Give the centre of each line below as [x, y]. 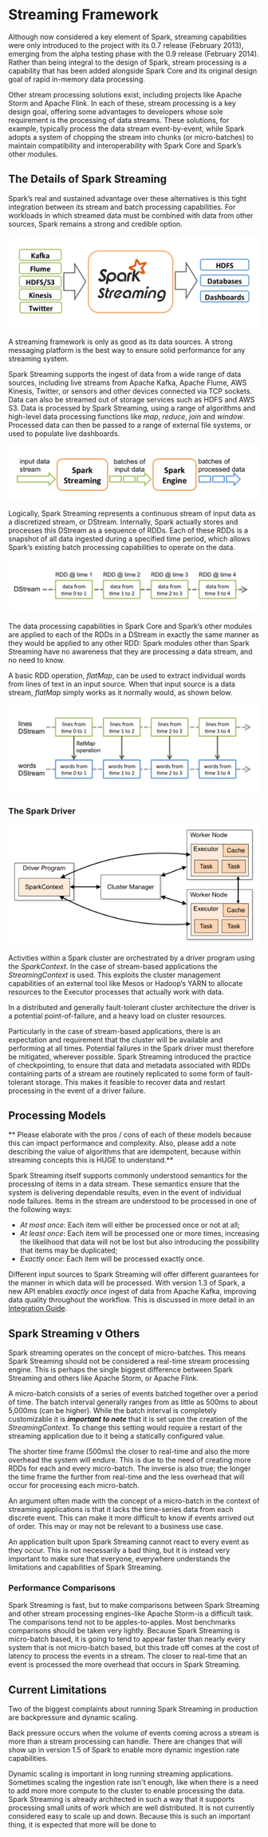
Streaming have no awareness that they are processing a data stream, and [130, 651]
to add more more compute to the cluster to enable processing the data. [127, 1791]
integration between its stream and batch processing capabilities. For [122, 207]
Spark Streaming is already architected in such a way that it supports [122, 1799]
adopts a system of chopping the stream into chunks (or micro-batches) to [131, 137]
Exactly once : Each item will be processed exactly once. [112, 1259]
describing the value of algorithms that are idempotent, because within [124, 1152]
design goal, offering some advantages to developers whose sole [116, 111]
